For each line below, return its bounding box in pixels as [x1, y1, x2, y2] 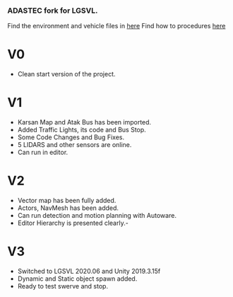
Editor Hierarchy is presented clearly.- [17, 219, 129, 228]
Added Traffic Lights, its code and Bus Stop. [17, 126, 146, 134]
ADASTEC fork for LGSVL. [7, 6, 98, 16]
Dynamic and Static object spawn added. [17, 274, 138, 283]
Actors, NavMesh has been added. [17, 204, 119, 212]
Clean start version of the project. [17, 70, 116, 78]
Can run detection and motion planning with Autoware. [17, 211, 177, 220]
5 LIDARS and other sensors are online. [17, 141, 132, 149]
